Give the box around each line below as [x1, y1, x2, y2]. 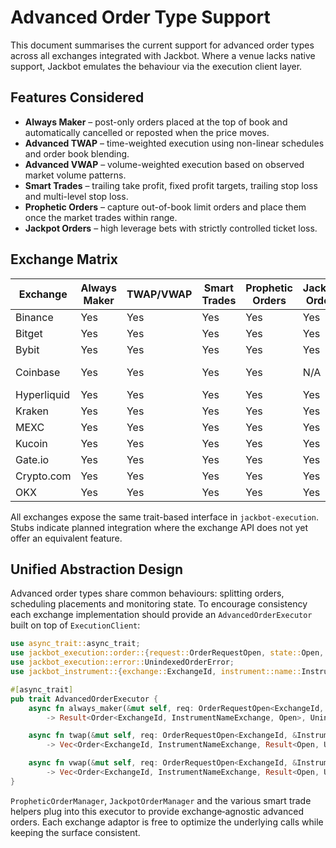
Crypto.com [15, 469, 72, 483]
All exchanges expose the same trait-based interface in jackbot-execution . [10, 511, 320, 523]
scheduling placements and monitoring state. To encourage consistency [10, 598, 308, 610]
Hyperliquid [15, 387, 71, 401]
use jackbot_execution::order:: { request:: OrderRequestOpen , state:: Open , [10, 648, 325, 658]
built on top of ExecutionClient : [10, 619, 141, 631]
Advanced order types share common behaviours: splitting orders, [10, 587, 285, 600]
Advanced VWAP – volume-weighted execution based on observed [24, 158, 305, 170]
